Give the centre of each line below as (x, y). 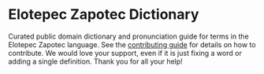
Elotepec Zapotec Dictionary (104, 15)
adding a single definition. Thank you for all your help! (95, 61)
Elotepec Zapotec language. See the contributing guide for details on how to (132, 44)
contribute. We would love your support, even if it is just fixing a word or (125, 53)
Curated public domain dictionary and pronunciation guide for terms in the (129, 36)
